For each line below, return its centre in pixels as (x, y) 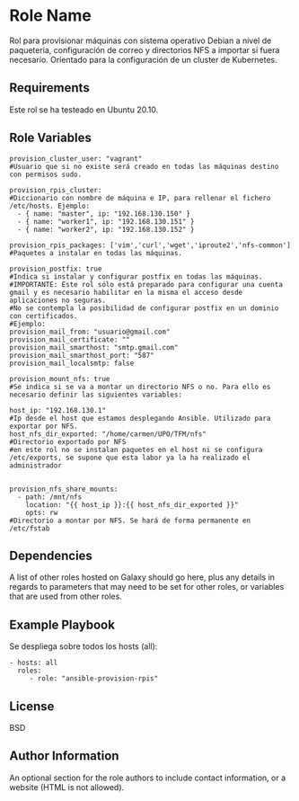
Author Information (64, 756)
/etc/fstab (30, 528)
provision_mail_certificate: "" (70, 339)
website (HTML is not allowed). (67, 787)
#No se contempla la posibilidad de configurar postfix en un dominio (144, 308)
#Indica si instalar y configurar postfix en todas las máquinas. (136, 276)
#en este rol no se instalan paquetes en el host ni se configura (136, 449)
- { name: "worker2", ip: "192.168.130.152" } (106, 229)
